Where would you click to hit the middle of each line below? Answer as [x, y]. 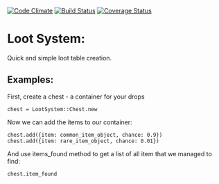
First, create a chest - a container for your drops [76, 97]
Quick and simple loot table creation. [60, 58]
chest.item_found [32, 174]
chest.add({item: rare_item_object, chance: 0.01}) [83, 141]
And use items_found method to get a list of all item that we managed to [110, 153]
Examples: [30, 80]
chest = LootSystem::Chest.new [52, 109]
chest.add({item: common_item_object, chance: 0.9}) [85, 135]
